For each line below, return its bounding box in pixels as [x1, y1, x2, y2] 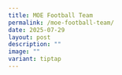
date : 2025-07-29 [8, 26, 65, 34]
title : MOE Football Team [8, 11, 93, 20]
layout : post [8, 33, 51, 41]
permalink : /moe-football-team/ [8, 19, 114, 27]
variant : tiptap [8, 55, 61, 63]
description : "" [8, 41, 61, 48]
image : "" [8, 48, 41, 55]
